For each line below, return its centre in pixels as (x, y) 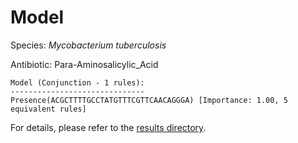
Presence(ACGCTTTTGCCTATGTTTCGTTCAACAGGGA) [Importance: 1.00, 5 (149, 100)
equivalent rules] (48, 109)
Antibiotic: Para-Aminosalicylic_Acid (84, 64)
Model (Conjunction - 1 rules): (77, 82)
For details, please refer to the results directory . (108, 127)
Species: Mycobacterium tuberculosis (88, 45)
